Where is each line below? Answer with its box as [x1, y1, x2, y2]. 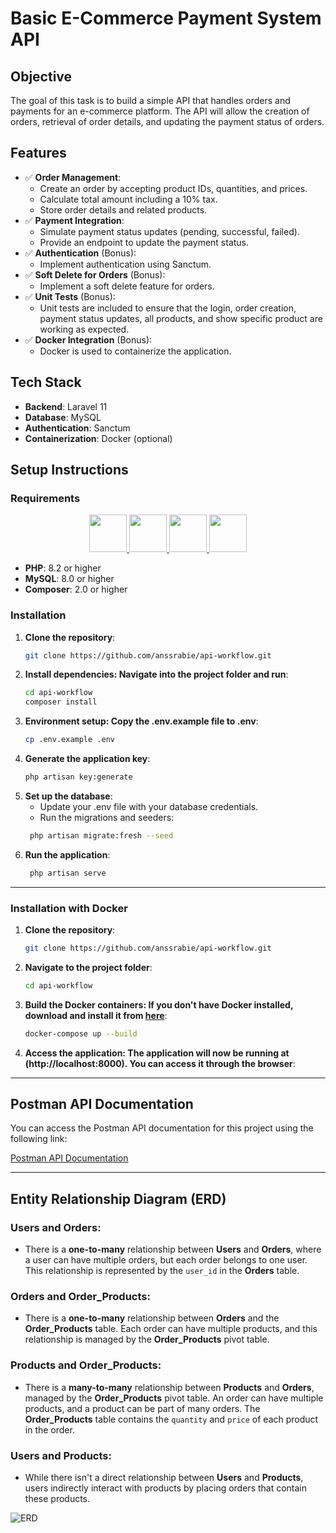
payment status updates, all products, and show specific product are [39, 312, 323, 324]
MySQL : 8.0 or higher [24, 573, 115, 585]
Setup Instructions [10, 462, 129, 479]
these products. [24, 1493, 91, 1505]
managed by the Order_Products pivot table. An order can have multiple [24, 1392, 324, 1404]
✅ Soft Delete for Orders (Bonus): [24, 268, 166, 281]
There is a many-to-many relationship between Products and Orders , [24, 1381, 315, 1393]
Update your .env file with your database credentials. [39, 800, 259, 812]
